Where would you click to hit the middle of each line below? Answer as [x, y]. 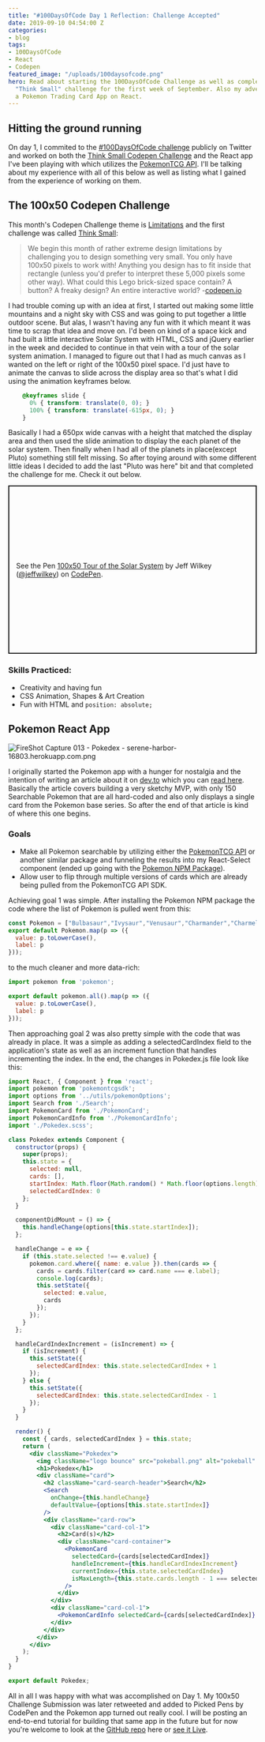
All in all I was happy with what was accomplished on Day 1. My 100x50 [124, 1695]
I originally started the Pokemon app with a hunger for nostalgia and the [125, 772]
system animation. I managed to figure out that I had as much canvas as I [127, 355]
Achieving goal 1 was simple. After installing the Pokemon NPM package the [132, 900]
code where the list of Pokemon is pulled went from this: [100, 908]
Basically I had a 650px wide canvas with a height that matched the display [130, 433]
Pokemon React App [59, 729]
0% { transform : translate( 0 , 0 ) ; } [89, 403]
